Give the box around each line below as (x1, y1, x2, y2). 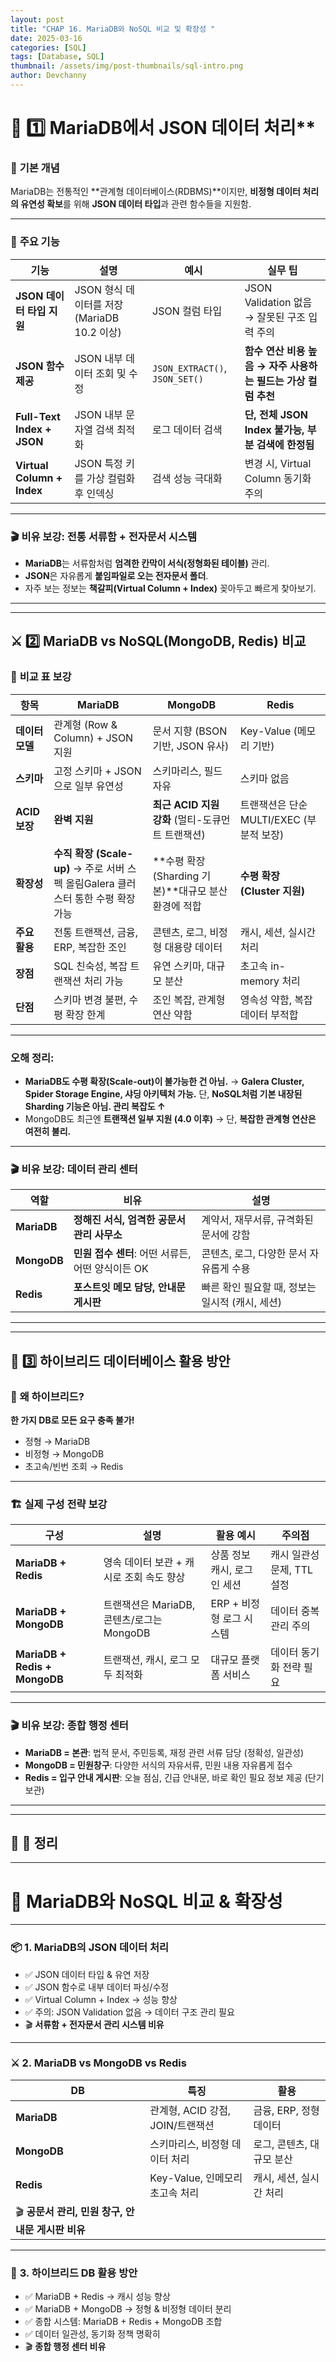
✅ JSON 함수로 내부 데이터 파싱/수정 (24, 1981, 170, 1993)
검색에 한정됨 (256, 437, 315, 451)
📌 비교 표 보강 (10, 670, 72, 684)
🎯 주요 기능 (10, 235, 60, 249)
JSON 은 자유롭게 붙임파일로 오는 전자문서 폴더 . (24, 569, 209, 581)
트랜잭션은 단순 (239, 797, 308, 811)
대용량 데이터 (164, 940, 223, 954)
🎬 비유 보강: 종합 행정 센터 (10, 1719, 129, 1733)
